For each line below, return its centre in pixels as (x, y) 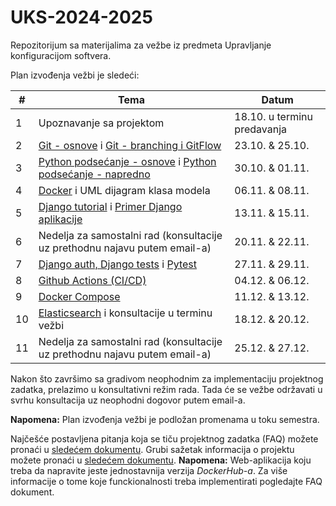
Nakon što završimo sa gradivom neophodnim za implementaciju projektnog (167, 378)
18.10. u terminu (273, 116)
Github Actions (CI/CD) (92, 280)
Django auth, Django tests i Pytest (117, 264)
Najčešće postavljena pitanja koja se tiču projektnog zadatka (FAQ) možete (164, 438)
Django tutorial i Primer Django (110, 206)
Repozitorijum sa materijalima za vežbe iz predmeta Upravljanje (141, 45)
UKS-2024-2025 (81, 17)
